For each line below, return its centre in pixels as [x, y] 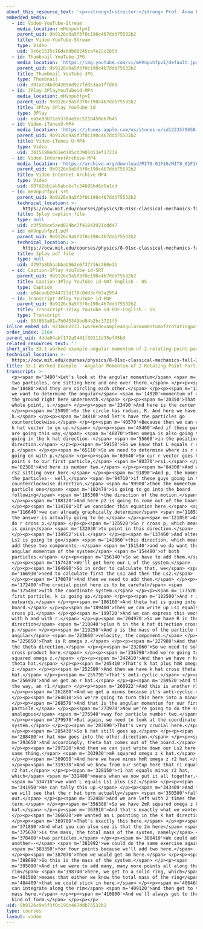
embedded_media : [27, 18]
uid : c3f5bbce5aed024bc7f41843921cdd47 [67, 225]
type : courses [24, 911]
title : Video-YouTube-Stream [54, 40]
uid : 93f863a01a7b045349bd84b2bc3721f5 [67, 321]
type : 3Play [32, 113]
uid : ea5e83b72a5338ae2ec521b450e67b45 [67, 118]
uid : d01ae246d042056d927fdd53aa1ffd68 [67, 85]
